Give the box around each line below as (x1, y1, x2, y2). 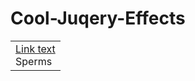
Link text (15, 42, 56, 56)
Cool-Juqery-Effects (10, 7, 186, 30)
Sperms (15, 54, 53, 68)
